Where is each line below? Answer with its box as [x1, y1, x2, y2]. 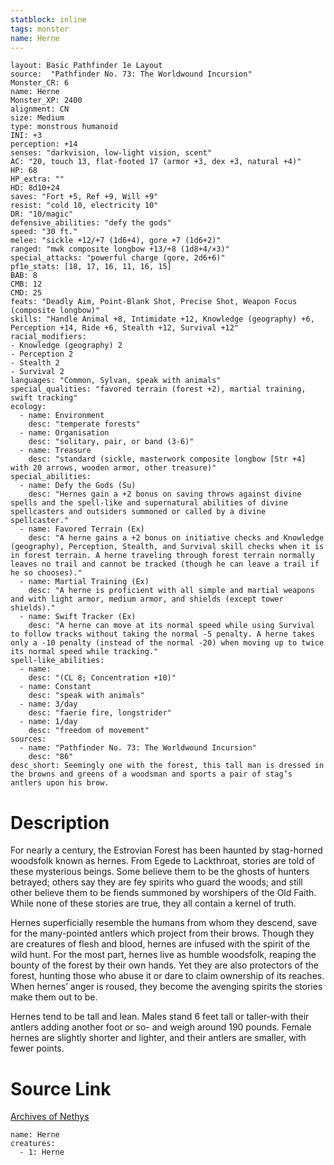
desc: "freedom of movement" [28, 726, 150, 736]
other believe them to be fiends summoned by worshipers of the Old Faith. [10, 887, 317, 899]
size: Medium [10, 113, 65, 123]
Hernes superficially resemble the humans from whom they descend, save [10, 917, 318, 929]
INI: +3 [10, 131, 43, 141]
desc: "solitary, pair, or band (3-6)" [28, 437, 195, 447]
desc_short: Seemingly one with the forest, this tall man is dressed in [10, 761, 325, 771]
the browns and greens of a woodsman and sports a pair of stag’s [10, 769, 293, 780]
